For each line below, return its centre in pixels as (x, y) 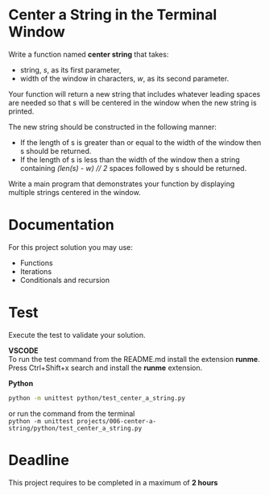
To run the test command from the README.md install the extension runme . (134, 359)
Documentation (62, 225)
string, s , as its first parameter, (71, 69)
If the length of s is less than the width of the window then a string (130, 160)
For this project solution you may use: (70, 247)
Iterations (36, 271)
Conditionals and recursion (65, 280)
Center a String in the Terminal (113, 15)
